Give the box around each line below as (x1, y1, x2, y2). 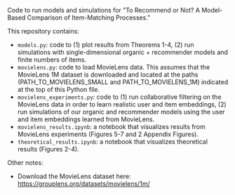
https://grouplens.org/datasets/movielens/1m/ (17, 180, 150, 188)
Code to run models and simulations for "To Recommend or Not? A (7, 6, 200, 14)
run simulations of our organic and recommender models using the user (17, 108, 226, 116)
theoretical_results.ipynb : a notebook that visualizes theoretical (17, 137, 208, 146)
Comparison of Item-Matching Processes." (27, 13, 151, 22)
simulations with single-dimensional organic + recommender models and (17, 48, 228, 56)
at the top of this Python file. (17, 86, 100, 93)
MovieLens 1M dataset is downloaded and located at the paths (17, 70, 199, 79)
